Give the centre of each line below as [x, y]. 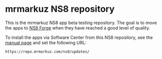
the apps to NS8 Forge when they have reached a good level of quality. [78, 28]
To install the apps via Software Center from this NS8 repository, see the [79, 37]
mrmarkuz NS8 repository [60, 9]
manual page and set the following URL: [46, 42]
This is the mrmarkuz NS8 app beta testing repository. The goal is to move [81, 23]
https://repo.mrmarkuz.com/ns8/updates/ [48, 52]
